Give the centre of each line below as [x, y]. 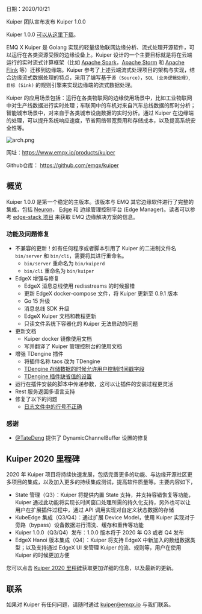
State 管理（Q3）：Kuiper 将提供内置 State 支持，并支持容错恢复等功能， [104, 495]
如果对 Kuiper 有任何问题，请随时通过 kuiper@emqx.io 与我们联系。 [90, 604]
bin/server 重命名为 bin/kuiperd [64, 264]
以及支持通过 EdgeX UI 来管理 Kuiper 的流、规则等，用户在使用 [103, 548]
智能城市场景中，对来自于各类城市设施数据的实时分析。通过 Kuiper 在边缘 [97, 113]
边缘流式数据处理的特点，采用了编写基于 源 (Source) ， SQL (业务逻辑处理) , [101, 78]
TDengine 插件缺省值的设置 [58, 376]
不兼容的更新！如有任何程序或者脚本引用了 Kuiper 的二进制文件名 [96, 248]
